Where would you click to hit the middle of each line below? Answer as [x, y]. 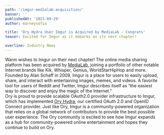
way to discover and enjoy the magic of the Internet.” [59, 91]
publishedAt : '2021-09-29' [33, 19]
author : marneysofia [26, 23]
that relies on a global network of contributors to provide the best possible [80, 111]
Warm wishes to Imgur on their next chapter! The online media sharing [76, 59]
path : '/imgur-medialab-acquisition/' [45, 10]
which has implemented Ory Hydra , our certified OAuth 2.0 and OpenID [77, 101]
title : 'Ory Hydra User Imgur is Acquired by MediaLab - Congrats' [75, 32]
